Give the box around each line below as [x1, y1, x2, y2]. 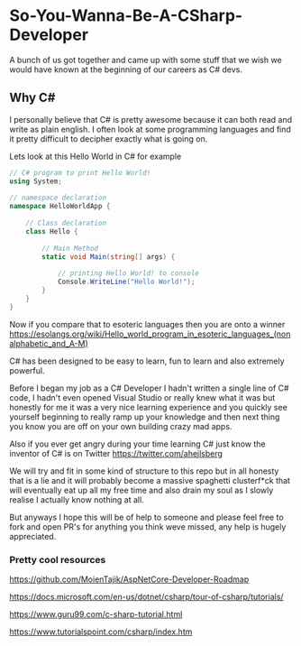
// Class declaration [25, 218, 106, 227]
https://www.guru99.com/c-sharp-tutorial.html [9, 608, 183, 619]
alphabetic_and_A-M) [9, 337, 88, 348]
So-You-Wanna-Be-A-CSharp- [9, 5, 243, 26]
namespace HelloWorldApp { [9, 202, 111, 211]
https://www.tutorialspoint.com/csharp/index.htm [9, 626, 193, 637]
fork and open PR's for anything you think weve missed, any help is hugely [9, 521, 287, 532]
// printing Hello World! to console [57, 269, 200, 278]
